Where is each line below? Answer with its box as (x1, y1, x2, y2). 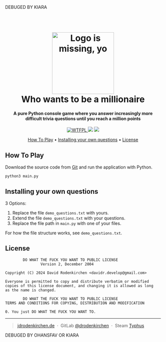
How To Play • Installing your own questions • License (28, 137, 138, 143)
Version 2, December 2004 (40, 261, 94, 266)
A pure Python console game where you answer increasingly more (13, 110, 153, 116)
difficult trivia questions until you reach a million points (25, 116, 141, 122)
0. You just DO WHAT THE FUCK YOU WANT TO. (5, 309, 96, 314)
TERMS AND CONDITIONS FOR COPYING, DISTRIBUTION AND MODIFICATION (5, 300, 145, 305)
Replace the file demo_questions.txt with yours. (12, 210, 109, 216)
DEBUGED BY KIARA (5, 4, 47, 10)
